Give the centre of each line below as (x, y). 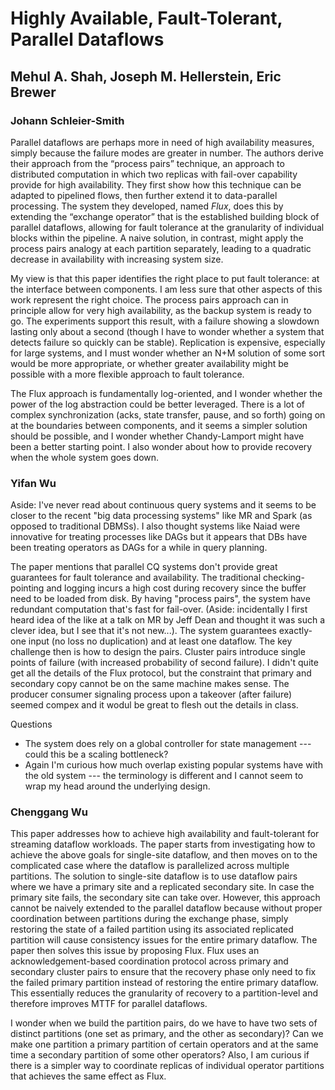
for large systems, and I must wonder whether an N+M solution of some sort (167, 353)
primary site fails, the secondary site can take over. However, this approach (165, 898)
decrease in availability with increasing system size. (117, 259)
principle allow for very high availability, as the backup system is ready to (161, 310)
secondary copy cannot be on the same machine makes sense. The (150, 684)
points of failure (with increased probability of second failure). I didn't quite (164, 663)
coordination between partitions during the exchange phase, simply (149, 919)
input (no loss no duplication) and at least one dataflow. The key (160, 641)
